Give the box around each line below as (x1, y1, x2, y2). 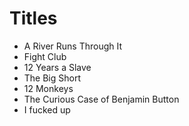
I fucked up (23, 103, 71, 116)
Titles (9, 7, 58, 30)
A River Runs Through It (23, 40, 123, 52)
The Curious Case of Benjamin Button (23, 93, 180, 105)
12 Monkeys (23, 82, 74, 94)
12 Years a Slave (23, 61, 92, 73)
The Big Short (23, 72, 82, 84)
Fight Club (23, 50, 67, 62)
